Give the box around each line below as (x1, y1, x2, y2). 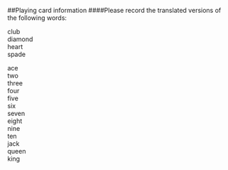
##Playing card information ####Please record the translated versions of (7, 6, 222, 14)
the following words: (7, 14, 67, 22)
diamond (7, 35, 33, 43)
